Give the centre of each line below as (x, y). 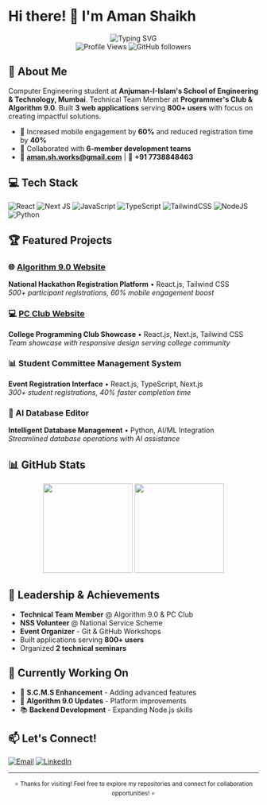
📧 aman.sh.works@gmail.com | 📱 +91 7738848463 (106, 157)
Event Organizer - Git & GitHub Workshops (90, 631)
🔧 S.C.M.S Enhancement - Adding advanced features (108, 692)
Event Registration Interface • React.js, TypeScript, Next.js (106, 384)
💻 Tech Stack (43, 183)
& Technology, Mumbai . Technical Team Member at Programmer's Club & (131, 99)
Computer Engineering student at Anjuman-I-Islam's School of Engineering (133, 91)
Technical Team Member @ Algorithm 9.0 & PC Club (106, 614)
